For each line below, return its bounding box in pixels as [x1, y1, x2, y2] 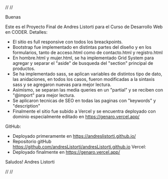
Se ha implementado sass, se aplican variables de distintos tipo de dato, [12, 71, 162, 77]
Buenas [5, 14, 21, 20]
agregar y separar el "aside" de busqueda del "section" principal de [12, 60, 153, 66]
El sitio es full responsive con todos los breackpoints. [12, 39, 123, 45]
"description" [12, 103, 40, 109]
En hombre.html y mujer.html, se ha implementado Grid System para [12, 55, 154, 61]
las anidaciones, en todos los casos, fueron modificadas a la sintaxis [12, 76, 155, 82]
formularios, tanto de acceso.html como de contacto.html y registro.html [12, 50, 163, 55]
